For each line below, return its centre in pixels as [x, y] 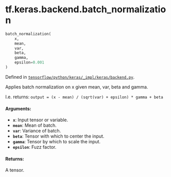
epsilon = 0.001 [29, 62]
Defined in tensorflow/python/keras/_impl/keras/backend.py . [70, 77]
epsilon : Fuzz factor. [34, 147]
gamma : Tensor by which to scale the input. [57, 142]
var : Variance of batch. [37, 131]
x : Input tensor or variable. [40, 120]
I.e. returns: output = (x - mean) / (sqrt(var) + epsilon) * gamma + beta [84, 97]
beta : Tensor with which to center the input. [58, 136]
